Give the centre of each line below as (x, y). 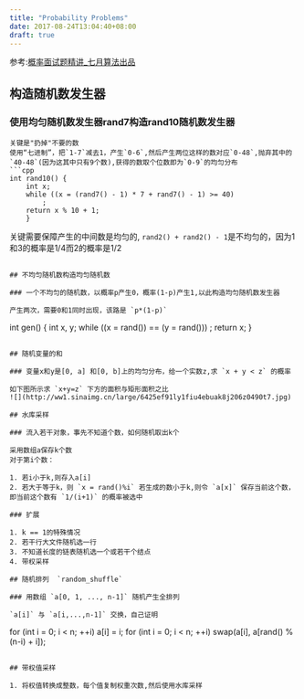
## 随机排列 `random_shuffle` (66, 580)
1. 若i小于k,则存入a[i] (50, 478)
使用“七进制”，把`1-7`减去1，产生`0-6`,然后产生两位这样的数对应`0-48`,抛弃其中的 (151, 153)
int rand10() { (38, 179)
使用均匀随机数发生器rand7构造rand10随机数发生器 (122, 122)
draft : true (32, 35)
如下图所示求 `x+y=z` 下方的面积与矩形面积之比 (89, 389)
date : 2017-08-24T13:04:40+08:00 (73, 26)
